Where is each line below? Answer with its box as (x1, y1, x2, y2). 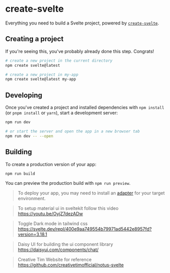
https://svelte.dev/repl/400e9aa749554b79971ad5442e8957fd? (17, 226, 152, 232)
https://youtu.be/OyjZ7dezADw (17, 211, 83, 217)
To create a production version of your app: (5, 161, 97, 167)
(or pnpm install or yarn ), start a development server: (5, 110, 118, 116)
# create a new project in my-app (5, 72, 79, 77)
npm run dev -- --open (5, 133, 53, 139)
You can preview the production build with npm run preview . (5, 180, 131, 186)
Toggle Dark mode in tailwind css (17, 221, 88, 227)
